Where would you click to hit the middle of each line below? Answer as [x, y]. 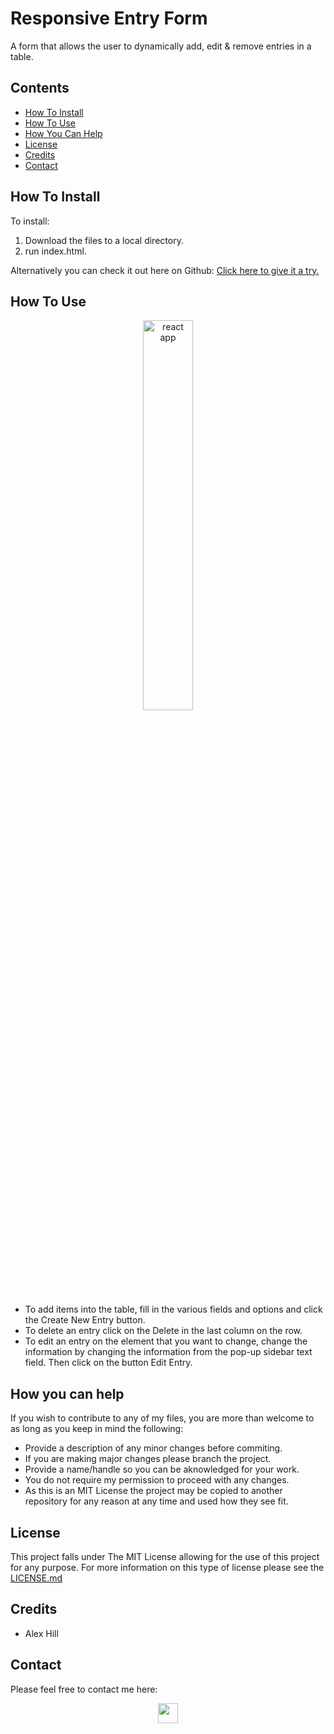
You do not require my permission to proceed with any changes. [157, 1480]
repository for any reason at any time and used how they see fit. [156, 1501]
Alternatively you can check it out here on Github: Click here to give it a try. [165, 270]
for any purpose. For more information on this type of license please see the [167, 1567]
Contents [40, 88]
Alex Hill [41, 1633]
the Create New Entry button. [85, 1320]
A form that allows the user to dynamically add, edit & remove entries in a [161, 46]
